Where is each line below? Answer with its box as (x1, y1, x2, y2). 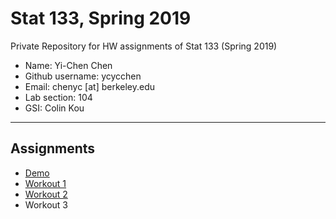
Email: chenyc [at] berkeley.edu (24, 80, 156, 92)
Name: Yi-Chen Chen (24, 59, 113, 71)
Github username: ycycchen (24, 70, 142, 82)
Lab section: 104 (24, 91, 93, 103)
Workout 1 (24, 177, 67, 189)
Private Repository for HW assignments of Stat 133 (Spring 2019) (10, 40, 278, 52)
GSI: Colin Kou (24, 102, 85, 114)
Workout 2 (24, 188, 68, 200)
